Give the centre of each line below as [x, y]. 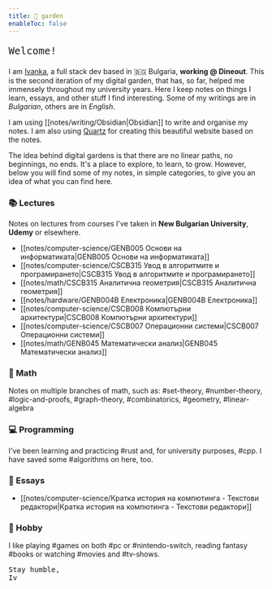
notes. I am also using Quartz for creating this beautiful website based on [131, 130]
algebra [21, 408]
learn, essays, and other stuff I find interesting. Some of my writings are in [132, 98]
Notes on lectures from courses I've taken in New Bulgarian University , [129, 223]
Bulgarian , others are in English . [62, 106]
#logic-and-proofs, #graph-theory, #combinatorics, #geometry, [115, 399]
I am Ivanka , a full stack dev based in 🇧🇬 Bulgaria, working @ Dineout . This [136, 71]
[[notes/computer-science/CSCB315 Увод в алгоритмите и [120, 265]
